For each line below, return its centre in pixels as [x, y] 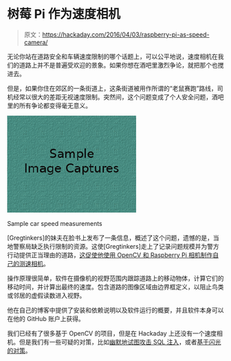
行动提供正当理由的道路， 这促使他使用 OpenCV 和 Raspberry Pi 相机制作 [110, 255]
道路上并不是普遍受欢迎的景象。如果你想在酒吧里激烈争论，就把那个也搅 [121, 65]
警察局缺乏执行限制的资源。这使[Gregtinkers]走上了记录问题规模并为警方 [116, 246]
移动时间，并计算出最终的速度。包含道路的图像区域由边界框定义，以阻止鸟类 [115, 287]
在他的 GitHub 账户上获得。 [46, 318]
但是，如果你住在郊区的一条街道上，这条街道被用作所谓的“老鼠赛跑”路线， [112, 88]
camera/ [36, 42]
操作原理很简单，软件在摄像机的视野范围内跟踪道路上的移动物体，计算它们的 [115, 278]
